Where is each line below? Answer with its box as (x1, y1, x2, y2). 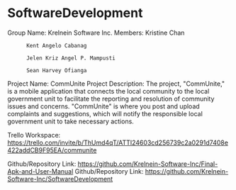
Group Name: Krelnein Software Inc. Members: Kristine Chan (7, 28, 185, 37)
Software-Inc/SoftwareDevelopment (7, 174, 113, 183)
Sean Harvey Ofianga (26, 67, 87, 74)
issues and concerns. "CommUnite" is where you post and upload (7, 101, 200, 111)
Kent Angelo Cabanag (26, 42, 87, 49)
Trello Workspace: (7, 130, 61, 139)
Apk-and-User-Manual (7, 167, 74, 175)
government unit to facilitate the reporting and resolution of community (7, 94, 215, 103)
